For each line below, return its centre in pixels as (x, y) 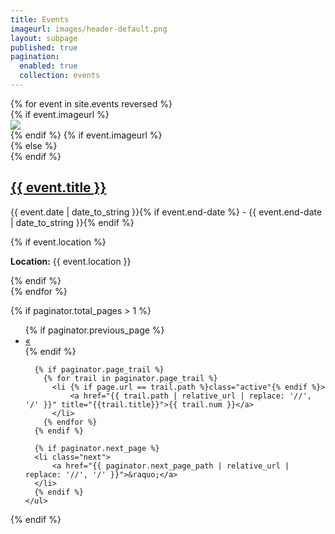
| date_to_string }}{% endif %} (72, 222)
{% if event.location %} (58, 242)
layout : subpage (44, 38)
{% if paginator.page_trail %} (99, 369)
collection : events (60, 76)
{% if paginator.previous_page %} (94, 330)
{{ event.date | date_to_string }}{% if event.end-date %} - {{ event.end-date (166, 212)
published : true (44, 47)
